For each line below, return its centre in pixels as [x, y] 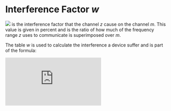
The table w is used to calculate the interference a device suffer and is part [84, 45]
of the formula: [21, 50]
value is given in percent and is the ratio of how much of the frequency [80, 30]
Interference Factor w [52, 9]
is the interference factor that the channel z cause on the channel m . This [89, 24]
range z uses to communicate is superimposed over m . [63, 35]
